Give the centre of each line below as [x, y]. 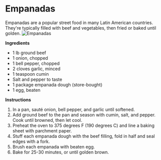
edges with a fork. [31, 141]
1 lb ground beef [29, 53]
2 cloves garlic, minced [36, 69]
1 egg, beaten [26, 90]
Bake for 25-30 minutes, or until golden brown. [60, 152]
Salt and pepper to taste [37, 79]
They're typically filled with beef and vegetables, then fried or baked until [81, 28]
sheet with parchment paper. [42, 130]
